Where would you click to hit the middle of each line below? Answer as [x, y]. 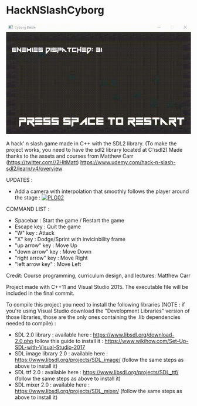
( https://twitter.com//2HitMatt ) [43, 162]
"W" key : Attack [34, 233]
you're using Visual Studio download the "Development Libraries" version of [98, 311]
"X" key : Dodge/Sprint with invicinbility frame [70, 239]
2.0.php [24, 341]
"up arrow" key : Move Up [46, 245]
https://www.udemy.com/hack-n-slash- [128, 162]
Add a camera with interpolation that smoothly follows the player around [102, 191]
